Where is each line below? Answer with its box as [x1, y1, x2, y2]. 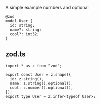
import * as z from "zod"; [5, 63, 62, 68]
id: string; [10, 23, 35, 28]
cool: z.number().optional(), [10, 85, 73, 90]
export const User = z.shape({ [5, 72, 71, 77]
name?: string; [10, 27, 42, 32]
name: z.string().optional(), [10, 81, 73, 86]
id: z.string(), [10, 76, 44, 81]
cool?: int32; [10, 32, 39, 37]
